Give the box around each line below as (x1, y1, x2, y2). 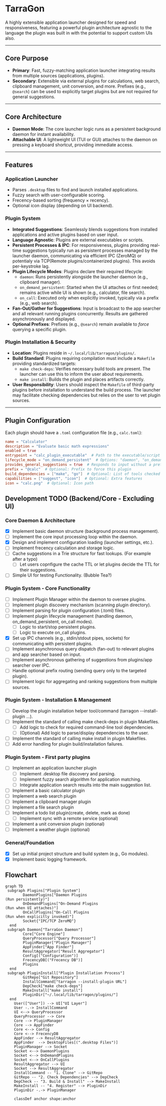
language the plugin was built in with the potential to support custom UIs (5, 30, 153, 36)
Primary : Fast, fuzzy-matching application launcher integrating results (12, 67, 156, 73)
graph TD (5, 884, 23, 889)
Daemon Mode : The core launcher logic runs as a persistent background (12, 126, 161, 132)
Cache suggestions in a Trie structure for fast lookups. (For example (12, 551, 151, 557)
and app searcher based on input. (12, 651, 82, 657)
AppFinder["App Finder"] (23, 945, 74, 950)
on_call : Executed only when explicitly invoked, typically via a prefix (19, 294, 159, 300)
